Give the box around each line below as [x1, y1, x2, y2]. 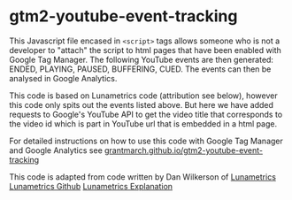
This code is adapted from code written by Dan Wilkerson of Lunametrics [9, 171, 277, 182]
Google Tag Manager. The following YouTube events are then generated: [9, 54, 274, 65]
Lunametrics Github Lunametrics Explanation [9, 181, 173, 191]
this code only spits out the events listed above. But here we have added [9, 99, 274, 110]
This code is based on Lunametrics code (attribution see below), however [9, 90, 278, 101]
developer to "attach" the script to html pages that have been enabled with [9, 44, 281, 55]
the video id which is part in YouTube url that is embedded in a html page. [9, 118, 277, 129]
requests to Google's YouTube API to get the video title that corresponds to [9, 109, 283, 119]
